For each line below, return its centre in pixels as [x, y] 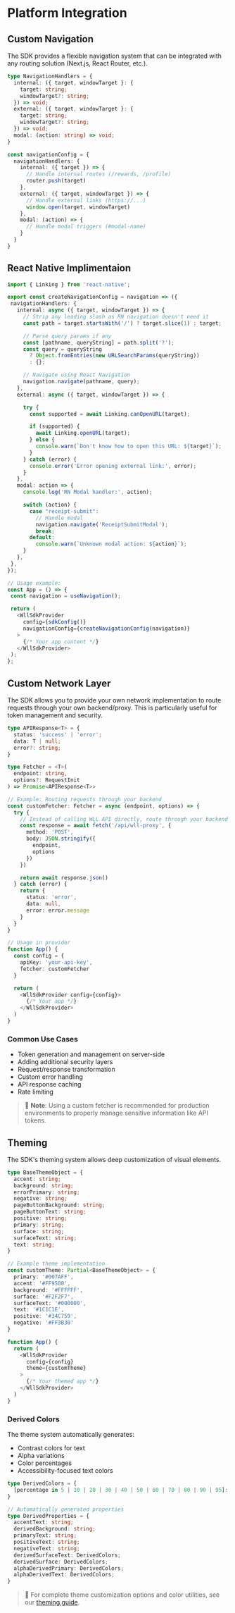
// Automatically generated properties [66, 1509]
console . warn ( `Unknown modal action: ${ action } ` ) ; [112, 544]
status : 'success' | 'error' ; [58, 734]
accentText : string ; [44, 1522]
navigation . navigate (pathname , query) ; [81, 382]
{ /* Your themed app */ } [62, 1382]
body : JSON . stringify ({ [61, 839]
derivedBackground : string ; [55, 1529]
